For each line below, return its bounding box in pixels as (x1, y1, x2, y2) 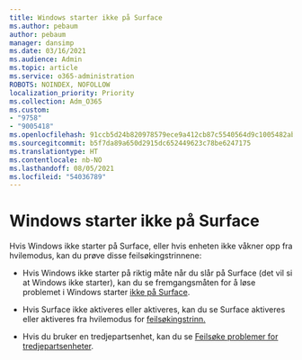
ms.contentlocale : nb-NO (9, 155, 102, 165)
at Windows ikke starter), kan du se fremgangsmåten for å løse (22, 277, 256, 288)
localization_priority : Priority (9, 88, 135, 97)
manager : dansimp (9, 38, 75, 48)
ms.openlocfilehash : (9, 130, 87, 139)
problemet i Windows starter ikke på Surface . (22, 287, 191, 298)
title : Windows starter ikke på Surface (9, 13, 164, 22)
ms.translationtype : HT (9, 147, 99, 156)
